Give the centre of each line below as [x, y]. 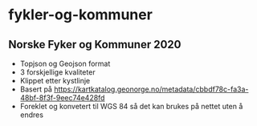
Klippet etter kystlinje [55, 81]
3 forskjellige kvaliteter [57, 72]
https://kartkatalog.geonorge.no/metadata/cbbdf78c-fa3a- [151, 89]
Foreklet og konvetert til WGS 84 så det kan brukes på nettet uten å [131, 106]
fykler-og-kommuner [80, 15]
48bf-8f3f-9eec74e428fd [62, 98]
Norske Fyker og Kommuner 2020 [95, 45]
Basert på [36, 89]
